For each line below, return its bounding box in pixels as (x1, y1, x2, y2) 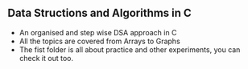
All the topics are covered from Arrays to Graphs (19, 36, 180, 46)
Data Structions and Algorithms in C (7, 6, 192, 20)
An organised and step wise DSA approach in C (19, 27, 177, 37)
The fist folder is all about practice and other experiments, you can (19, 44, 241, 55)
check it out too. (19, 53, 74, 63)
